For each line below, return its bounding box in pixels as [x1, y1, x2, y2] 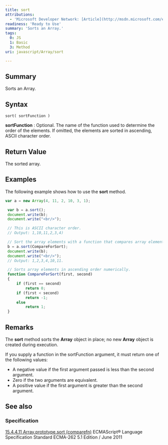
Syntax [5, 100, 28, 108]
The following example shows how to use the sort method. [5, 189, 126, 195]
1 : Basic [9, 40, 28, 45]
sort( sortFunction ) [5, 113, 50, 118]
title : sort [5, 7, 30, 13]
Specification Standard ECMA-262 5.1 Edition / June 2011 [5, 434, 122, 440]
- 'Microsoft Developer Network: [9, 17, 79, 22]
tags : [5, 31, 16, 36]
